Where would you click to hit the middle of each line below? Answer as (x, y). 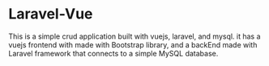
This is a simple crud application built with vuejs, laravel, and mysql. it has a (134, 36)
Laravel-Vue (51, 14)
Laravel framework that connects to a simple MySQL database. (113, 53)
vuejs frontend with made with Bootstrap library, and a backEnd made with (133, 44)
